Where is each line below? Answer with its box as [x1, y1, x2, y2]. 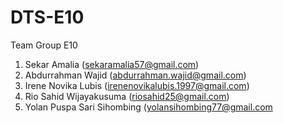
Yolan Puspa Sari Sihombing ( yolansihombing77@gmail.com [24, 101, 273, 113]
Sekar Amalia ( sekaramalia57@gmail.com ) [24, 58, 200, 70]
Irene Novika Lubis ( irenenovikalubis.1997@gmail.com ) [24, 79, 250, 91]
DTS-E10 [10, 6, 85, 29]
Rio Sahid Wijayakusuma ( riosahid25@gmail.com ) [24, 90, 230, 102]
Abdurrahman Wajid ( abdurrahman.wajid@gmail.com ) [24, 69, 247, 81]
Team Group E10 [10, 39, 78, 51]
